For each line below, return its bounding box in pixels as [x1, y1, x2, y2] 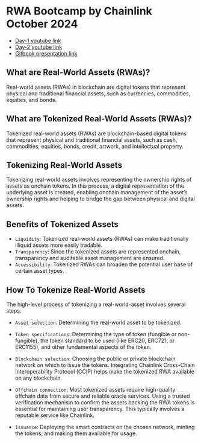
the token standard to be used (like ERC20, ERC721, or [40, 337, 175, 344]
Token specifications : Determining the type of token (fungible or [14, 331, 177, 337]
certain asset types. [14, 267, 64, 275]
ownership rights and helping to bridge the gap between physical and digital [6, 195, 196, 203]
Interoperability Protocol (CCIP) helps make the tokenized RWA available [14, 368, 194, 375]
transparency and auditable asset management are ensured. [14, 255, 165, 262]
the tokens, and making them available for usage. [14, 430, 137, 437]
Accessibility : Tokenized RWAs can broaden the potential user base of [14, 261, 193, 268]
